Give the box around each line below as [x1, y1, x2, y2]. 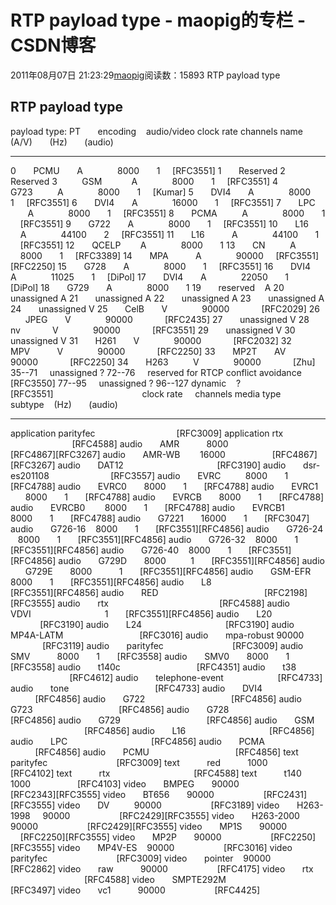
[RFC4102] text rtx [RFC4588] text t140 [10, 767, 302, 779]
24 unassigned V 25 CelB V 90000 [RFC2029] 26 [10, 302, 320, 315]
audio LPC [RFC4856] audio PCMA [10, 735, 265, 747]
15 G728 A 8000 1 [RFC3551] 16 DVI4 [57, 260, 312, 272]
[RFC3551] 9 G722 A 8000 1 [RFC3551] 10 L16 [19, 217, 309, 230]
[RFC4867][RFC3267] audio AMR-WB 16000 [10, 448, 226, 460]
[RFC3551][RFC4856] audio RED [10, 586, 159, 598]
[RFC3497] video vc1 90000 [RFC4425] [10, 884, 261, 896]
